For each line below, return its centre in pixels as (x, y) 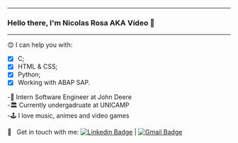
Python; (29, 74)
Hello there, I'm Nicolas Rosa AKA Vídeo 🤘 (81, 23)
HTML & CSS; (38, 67)
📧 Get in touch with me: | (72, 132)
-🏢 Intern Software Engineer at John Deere (70, 97)
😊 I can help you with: (40, 45)
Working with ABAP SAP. (54, 83)
